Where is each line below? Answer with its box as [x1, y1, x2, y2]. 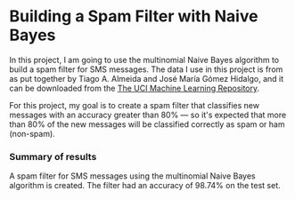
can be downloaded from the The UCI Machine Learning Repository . [9, 83, 260, 93]
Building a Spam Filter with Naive [9, 6, 258, 27]
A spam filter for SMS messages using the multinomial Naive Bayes [9, 171, 256, 181]
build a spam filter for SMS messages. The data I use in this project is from [9, 64, 283, 75]
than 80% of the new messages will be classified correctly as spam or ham [9, 118, 285, 130]
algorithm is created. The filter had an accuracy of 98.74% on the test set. [9, 180, 281, 191]
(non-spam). [9, 128, 55, 139]
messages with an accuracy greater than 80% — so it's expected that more [9, 109, 287, 120]
